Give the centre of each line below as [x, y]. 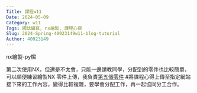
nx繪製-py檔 [21, 57]
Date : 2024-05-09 [28, 17]
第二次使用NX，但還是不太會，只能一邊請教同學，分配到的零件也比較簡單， [98, 69]
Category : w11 [24, 23]
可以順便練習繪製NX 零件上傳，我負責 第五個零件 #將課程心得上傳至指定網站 [98, 77]
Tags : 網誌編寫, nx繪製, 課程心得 [44, 28]
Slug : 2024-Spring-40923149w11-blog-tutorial [63, 34]
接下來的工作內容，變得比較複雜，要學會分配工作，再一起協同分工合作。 [94, 84]
